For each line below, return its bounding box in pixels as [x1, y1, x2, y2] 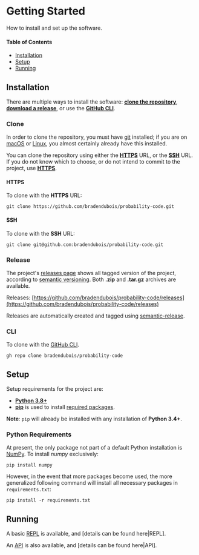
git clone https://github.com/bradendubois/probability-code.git [6, 204, 174, 210]
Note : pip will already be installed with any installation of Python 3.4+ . [6, 415, 183, 422]
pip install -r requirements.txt [6, 497, 91, 503]
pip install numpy [6, 462, 53, 468]
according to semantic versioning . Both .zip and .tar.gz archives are [6, 276, 177, 283]
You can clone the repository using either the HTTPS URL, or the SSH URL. [6, 151, 194, 159]
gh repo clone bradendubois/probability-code [6, 353, 123, 359]
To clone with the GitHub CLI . [6, 341, 80, 348]
